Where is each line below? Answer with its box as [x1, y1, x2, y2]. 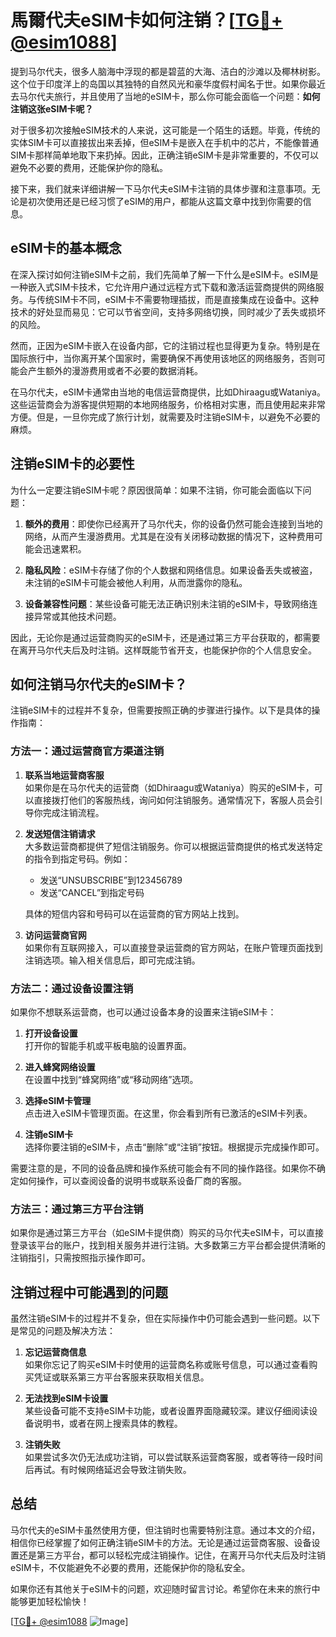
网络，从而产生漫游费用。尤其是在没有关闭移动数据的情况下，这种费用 [24, 530, 315, 542]
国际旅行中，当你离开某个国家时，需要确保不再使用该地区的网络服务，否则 [10, 352, 317, 364]
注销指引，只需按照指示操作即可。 [10, 1252, 151, 1264]
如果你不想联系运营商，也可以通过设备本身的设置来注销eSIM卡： [10, 1006, 277, 1018]
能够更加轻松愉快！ [10, 1595, 90, 1607]
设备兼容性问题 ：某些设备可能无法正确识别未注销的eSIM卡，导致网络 [24, 597, 310, 610]
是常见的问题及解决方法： [10, 1325, 116, 1337]
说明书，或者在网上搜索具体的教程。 [33, 1417, 183, 1430]
